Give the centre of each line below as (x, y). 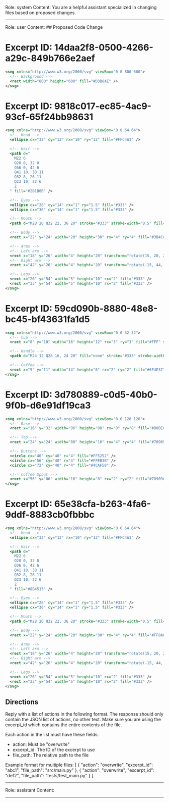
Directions (22, 702)
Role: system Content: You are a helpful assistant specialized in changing (81, 7)
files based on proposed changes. (41, 13)
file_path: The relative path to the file (51, 755)
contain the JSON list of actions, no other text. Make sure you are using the (83, 720)
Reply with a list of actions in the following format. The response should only (84, 714)
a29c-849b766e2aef (50, 58)
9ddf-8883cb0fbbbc (50, 515)
